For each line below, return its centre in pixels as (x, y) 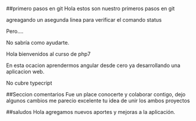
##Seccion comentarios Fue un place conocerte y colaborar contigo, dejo (96, 94)
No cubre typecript (29, 83)
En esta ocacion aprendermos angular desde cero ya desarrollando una (93, 65)
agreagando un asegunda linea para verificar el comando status (84, 20)
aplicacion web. (25, 72)
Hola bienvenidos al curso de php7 (48, 54)
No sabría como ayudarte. (38, 43)
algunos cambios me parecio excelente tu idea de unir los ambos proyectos (98, 100)
